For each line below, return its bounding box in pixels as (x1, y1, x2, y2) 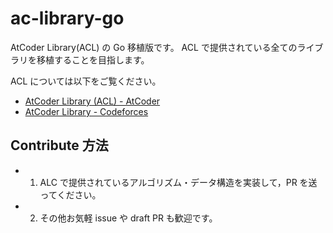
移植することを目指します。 (36, 53, 150, 66)
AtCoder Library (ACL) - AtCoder (24, 95, 161, 107)
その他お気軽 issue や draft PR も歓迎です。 (39, 212, 218, 224)
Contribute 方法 (10, 137, 109, 154)
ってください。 (39, 188, 102, 201)
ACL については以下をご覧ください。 (10, 75, 162, 87)
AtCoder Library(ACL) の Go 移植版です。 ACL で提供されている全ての (10, 41, 298, 53)
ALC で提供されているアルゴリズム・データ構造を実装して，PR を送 (39, 176, 318, 188)
